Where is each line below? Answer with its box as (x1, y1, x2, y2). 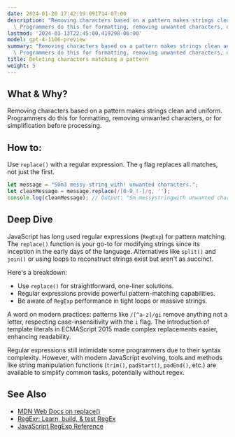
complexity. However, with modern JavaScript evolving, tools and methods (7, 353, 222, 361)
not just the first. (7, 168, 55, 176)
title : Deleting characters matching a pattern (7, 56, 149, 63)
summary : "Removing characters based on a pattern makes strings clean (7, 43, 220, 50)
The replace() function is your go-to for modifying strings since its (7, 239, 201, 248)
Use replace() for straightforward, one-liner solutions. (17, 281, 174, 290)
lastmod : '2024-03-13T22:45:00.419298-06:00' (7, 29, 142, 37)
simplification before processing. (7, 122, 102, 130)
